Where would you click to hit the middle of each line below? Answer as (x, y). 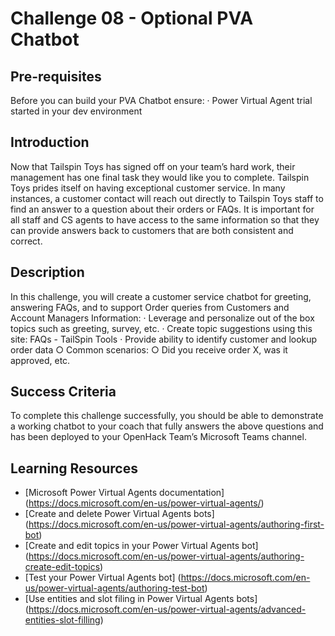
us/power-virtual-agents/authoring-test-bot (114, 588)
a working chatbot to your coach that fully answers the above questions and (167, 426)
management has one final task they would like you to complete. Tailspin (160, 177)
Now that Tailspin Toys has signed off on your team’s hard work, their (153, 166)
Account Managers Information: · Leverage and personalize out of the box (162, 318)
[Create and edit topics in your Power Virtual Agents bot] (141, 546)
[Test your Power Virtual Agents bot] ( (103, 578)
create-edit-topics (62, 567)
